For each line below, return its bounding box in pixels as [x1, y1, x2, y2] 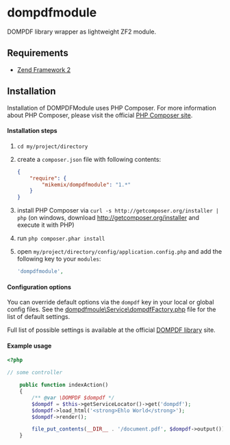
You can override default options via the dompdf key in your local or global [7, 298, 214, 306]
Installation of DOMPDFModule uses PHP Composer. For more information [7, 104, 217, 112]
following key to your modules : [16, 255, 101, 263]
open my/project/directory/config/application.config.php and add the [16, 248, 222, 256]
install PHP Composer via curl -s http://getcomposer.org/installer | [16, 206, 219, 215]
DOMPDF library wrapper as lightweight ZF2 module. [7, 27, 156, 36]
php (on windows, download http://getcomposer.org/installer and [16, 214, 200, 222]
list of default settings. [7, 313, 71, 321]
